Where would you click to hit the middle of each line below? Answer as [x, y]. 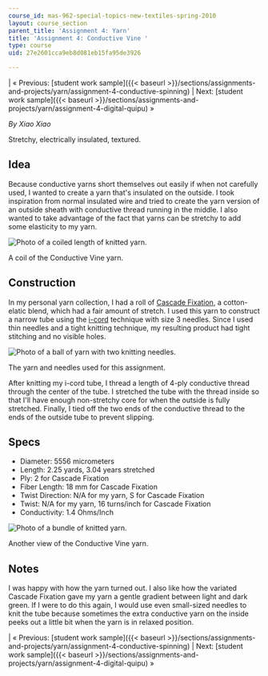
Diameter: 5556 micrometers [67, 461]
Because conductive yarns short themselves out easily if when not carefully [133, 184]
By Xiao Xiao [30, 124]
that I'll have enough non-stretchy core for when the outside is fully [119, 400]
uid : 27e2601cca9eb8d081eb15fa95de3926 [75, 53]
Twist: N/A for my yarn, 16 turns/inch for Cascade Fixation [115, 504]
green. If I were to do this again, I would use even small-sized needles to [128, 605]
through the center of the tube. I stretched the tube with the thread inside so [134, 391]
